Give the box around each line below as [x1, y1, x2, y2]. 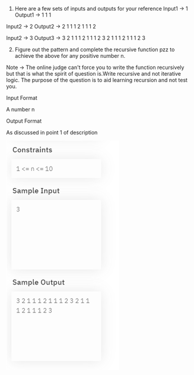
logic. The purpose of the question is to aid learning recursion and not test [6, 77, 188, 83]
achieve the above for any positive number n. [14, 52, 126, 59]
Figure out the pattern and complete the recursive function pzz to [14, 46, 175, 53]
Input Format [6, 95, 37, 101]
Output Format [6, 117, 42, 124]
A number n [6, 106, 35, 112]
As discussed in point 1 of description [6, 129, 98, 136]
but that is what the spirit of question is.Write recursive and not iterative [6, 70, 181, 77]
